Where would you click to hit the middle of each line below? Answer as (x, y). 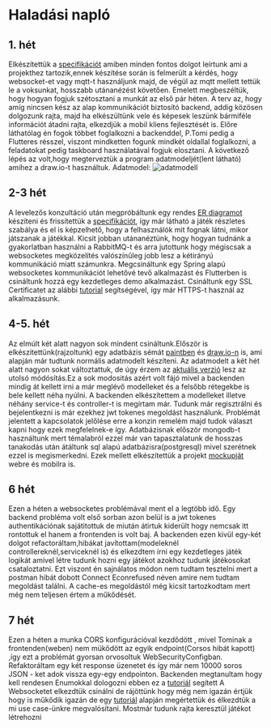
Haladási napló (59, 15)
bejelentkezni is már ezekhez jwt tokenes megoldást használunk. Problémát (134, 412)
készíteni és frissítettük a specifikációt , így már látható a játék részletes (127, 221)
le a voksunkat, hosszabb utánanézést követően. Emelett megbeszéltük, (129, 90)
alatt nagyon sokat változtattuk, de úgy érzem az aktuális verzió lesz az (127, 369)
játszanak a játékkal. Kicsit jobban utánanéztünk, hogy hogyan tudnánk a (130, 238)
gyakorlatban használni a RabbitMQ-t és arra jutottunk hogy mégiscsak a (130, 247)
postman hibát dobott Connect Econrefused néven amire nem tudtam (124, 577)
